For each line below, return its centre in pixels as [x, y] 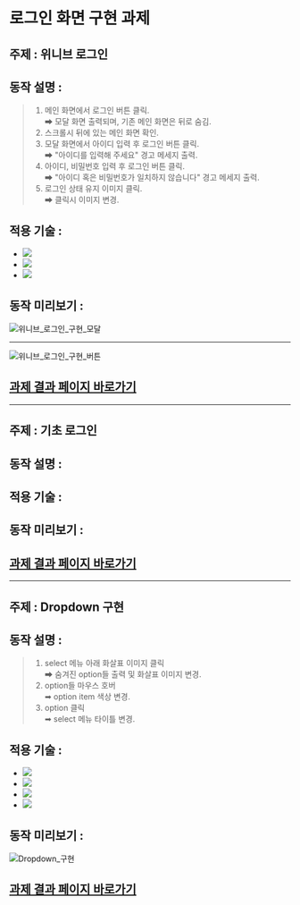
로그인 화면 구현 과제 [79, 18]
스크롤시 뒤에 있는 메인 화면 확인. [101, 133]
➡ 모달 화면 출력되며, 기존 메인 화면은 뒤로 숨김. [128, 122]
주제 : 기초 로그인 [54, 431]
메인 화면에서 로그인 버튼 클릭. [97, 110]
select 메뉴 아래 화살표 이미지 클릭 [104, 664]
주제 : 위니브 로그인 [59, 54]
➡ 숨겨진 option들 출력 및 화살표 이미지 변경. [123, 674]
